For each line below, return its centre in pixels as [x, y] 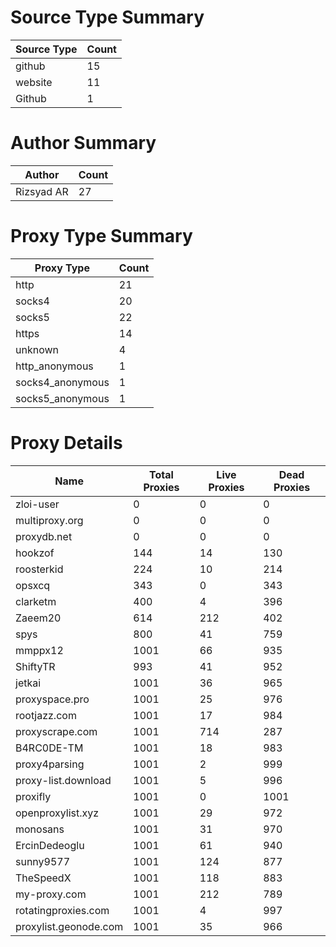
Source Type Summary [107, 17]
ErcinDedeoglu [50, 845]
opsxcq [33, 585]
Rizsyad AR [42, 191]
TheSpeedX [43, 878]
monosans [40, 829]
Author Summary [83, 143]
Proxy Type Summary [101, 236]
